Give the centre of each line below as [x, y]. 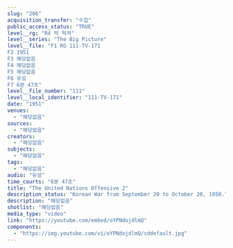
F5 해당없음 [21, 72]
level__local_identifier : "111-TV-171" [65, 98]
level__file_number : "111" [46, 91]
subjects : [21, 149]
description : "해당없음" [40, 201]
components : [24, 226]
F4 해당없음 [21, 65]
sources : [20, 123]
